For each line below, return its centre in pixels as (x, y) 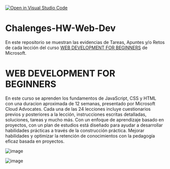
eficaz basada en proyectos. (35, 141)
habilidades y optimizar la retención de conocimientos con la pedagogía (80, 136)
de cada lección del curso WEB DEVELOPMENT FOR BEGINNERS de (76, 48)
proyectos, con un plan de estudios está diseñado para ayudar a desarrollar (84, 125)
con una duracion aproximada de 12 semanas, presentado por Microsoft (80, 103)
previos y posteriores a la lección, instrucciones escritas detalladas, (76, 114)
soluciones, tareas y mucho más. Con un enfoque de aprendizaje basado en (85, 119)
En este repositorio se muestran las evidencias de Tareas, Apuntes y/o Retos (85, 42)
